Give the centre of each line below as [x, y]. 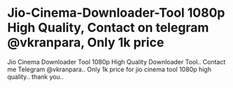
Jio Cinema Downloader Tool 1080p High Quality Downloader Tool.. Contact [116, 61]
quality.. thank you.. [36, 76]
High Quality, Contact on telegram [108, 28]
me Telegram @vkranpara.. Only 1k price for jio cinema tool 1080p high [110, 69]
